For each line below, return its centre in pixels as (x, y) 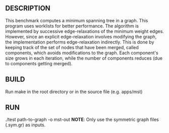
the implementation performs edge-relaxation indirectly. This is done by (80, 42)
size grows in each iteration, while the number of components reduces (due (84, 58)
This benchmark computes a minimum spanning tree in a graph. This (77, 20)
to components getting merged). (39, 63)
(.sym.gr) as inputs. (25, 125)
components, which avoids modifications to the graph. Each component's (82, 53)
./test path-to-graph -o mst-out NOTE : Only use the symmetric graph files (82, 120)
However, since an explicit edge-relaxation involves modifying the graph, (81, 36)
